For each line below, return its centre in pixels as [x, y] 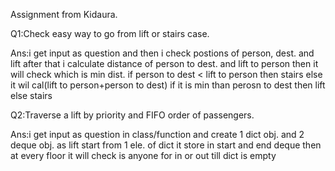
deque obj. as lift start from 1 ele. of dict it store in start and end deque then [166, 145]
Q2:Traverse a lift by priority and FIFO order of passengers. [132, 115]
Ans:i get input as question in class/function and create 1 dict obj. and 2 [157, 134]
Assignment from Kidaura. [64, 14]
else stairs [31, 95]
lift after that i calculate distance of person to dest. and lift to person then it [164, 63]
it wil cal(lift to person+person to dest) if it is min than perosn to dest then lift [168, 85]
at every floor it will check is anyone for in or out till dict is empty [143, 155]
